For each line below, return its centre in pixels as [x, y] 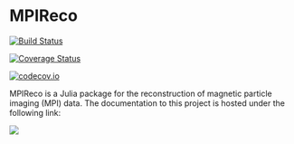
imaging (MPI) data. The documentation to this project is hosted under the [147, 103]
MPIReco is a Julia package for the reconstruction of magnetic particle [141, 93]
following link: [35, 112]
